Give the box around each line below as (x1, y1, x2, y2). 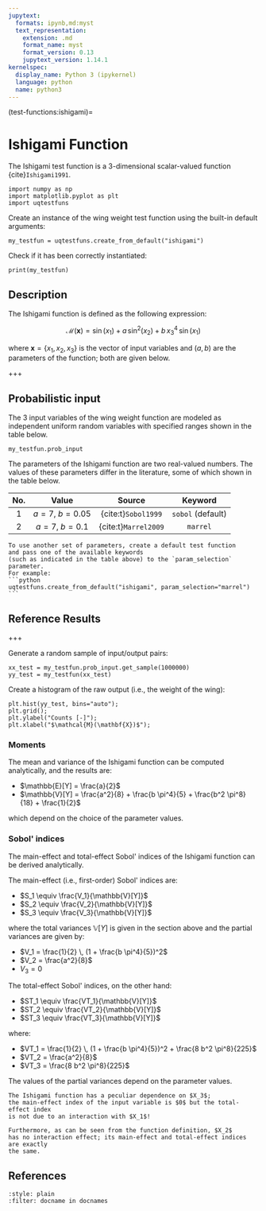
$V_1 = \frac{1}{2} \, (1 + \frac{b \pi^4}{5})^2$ (19, 947, 168, 957)
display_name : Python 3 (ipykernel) (15, 71, 137, 79)
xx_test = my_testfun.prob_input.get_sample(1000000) (8, 664, 191, 672)
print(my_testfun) (8, 266, 69, 274)
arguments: (8, 222, 46, 231)
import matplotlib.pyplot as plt (8, 192, 119, 200)
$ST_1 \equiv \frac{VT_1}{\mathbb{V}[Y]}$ (19, 996, 157, 1006)
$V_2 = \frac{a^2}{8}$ (19, 955, 93, 965)
